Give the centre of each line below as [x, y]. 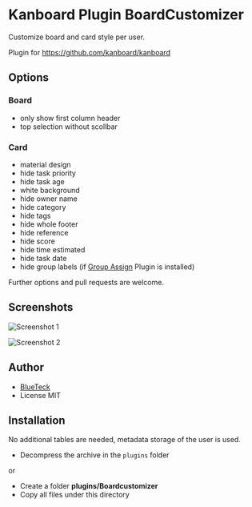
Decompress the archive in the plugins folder [94, 455]
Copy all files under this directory [74, 495]
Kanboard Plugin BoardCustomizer [126, 15]
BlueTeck [35, 387]
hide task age [42, 181]
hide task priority [48, 173]
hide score [38, 241]
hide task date [43, 258]
